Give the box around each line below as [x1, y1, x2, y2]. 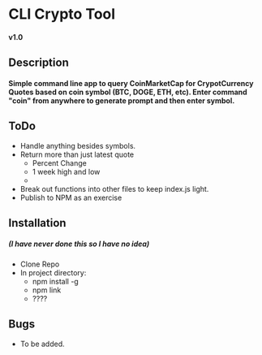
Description [8, 56, 69, 70]
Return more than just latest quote [19, 149, 135, 159]
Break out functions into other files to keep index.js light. [19, 184, 209, 193]
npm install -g [32, 276, 79, 286]
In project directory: [19, 267, 87, 277]
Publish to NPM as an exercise [19, 193, 122, 202]
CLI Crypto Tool [8, 5, 116, 24]
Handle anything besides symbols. [19, 141, 136, 150]
